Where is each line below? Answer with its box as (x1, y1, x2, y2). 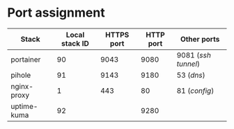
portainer (10, 54, 41, 64)
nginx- (10, 81, 33, 91)
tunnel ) (176, 59, 201, 69)
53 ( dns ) (176, 70, 205, 80)
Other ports (180, 34, 220, 44)
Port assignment (7, 5, 106, 21)
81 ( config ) (176, 85, 214, 95)
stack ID (61, 38, 89, 48)
